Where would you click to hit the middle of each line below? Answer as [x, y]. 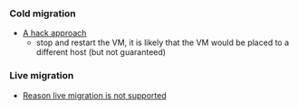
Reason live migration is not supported [94, 95]
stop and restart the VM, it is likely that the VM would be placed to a [163, 42]
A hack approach [54, 33]
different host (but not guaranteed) [101, 52]
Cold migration [43, 14]
